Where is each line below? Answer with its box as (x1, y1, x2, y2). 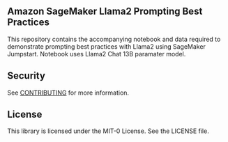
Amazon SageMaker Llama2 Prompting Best (7, 6, 203, 17)
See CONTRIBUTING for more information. (7, 88, 130, 97)
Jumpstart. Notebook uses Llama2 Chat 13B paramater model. (7, 49, 186, 58)
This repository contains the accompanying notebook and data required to (7, 35, 221, 43)
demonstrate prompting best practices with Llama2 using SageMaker (7, 42, 206, 51)
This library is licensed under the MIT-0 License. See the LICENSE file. (7, 127, 209, 135)
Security (7, 70, 45, 82)
